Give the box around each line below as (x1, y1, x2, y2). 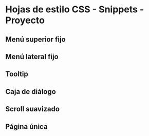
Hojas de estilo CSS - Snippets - (5, 4, 144, 15)
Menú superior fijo (5, 35, 66, 44)
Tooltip (5, 70, 28, 79)
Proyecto (5, 14, 45, 26)
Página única (5, 122, 48, 131)
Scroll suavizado (5, 105, 60, 113)
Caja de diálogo (5, 87, 57, 96)
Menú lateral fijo (5, 52, 59, 61)
